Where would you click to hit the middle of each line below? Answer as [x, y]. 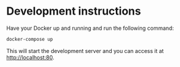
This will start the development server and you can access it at [85, 51]
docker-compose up [30, 39]
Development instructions [74, 11]
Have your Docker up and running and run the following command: [90, 28]
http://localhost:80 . [31, 57]
